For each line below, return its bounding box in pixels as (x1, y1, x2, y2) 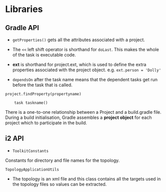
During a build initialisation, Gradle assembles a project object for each (5, 114, 152, 120)
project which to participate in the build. (5, 120, 87, 126)
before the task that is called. (12, 82, 72, 88)
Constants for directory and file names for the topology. (5, 157, 120, 163)
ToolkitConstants (12, 148, 49, 153)
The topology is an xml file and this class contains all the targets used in (12, 175, 161, 181)
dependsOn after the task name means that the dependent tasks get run (12, 77, 158, 82)
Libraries (5, 4, 43, 15)
